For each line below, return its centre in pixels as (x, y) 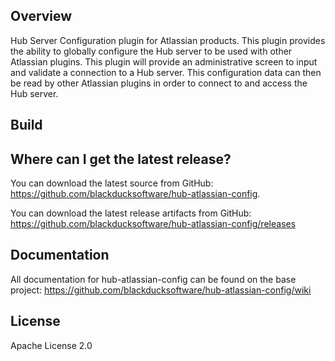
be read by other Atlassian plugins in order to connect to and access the (159, 83)
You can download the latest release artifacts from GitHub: (131, 213)
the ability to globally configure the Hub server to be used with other (151, 51)
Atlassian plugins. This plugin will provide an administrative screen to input (164, 61)
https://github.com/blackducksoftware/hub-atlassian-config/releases (153, 224)
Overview (41, 16)
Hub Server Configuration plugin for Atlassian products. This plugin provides (168, 40)
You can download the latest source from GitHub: (112, 183)
